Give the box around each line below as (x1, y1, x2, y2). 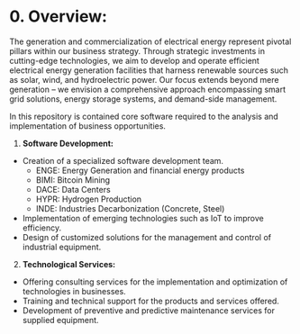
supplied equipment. (22, 314, 99, 325)
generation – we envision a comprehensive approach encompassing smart (9, 84, 286, 95)
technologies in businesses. (22, 285, 126, 296)
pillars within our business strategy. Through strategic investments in (9, 45, 266, 56)
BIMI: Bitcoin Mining (35, 174, 111, 185)
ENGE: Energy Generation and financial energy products (35, 165, 245, 176)
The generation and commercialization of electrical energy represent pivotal (9, 36, 292, 47)
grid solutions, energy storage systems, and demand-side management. (9, 93, 277, 104)
